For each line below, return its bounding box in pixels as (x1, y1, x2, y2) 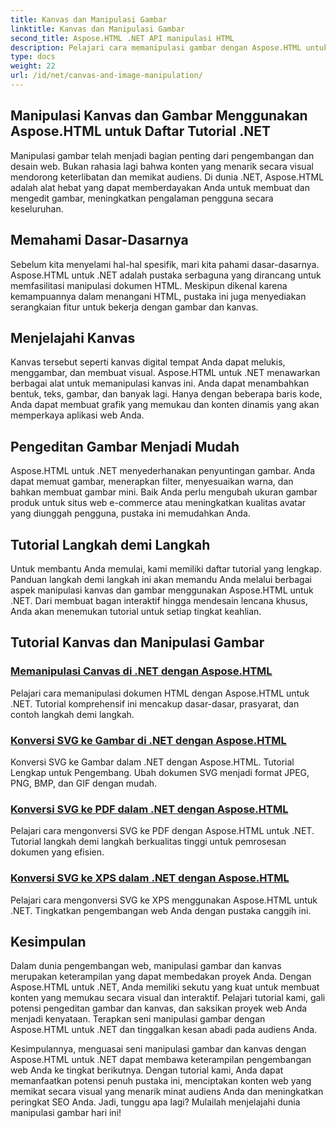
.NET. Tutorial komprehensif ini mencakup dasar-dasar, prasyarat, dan (10, 697, 300, 710)
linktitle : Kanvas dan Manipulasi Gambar (10, 24, 186, 34)
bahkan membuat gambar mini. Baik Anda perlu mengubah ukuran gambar (10, 486, 318, 498)
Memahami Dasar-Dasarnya (10, 232, 189, 249)
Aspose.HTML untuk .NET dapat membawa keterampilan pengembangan (10, 1054, 312, 1066)
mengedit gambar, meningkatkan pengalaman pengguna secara (10, 192, 274, 204)
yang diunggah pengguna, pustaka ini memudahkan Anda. (10, 507, 251, 520)
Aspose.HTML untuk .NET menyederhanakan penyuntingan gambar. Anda (10, 465, 316, 477)
